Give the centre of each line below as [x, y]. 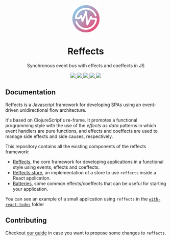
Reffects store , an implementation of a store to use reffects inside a [84, 172]
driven [12, 110]
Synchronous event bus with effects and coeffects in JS [86, 65]
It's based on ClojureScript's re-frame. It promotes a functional [71, 120]
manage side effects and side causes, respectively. [59, 136]
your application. [30, 189]
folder [38, 204]
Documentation [31, 92]
